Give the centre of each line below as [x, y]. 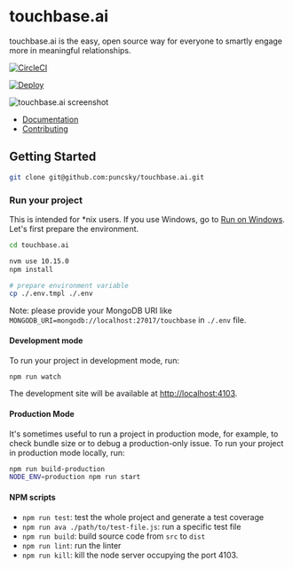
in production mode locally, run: [67, 453]
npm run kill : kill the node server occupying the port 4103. [130, 555]
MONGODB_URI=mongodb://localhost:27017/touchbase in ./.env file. [128, 320]
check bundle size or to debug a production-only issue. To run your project [146, 443]
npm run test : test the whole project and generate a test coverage [143, 517]
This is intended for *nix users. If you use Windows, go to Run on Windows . [147, 219]
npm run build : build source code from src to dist [114, 536]
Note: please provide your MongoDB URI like [91, 311]
